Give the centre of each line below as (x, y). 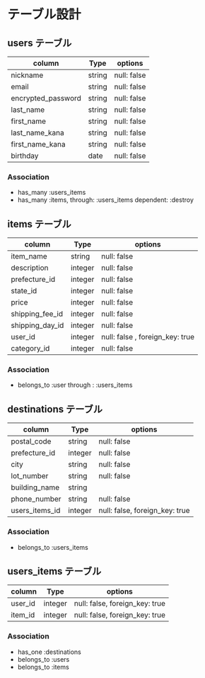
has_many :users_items (52, 193)
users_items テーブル (54, 571)
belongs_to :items (43, 667)
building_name (35, 487)
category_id (30, 349)
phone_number (36, 499)
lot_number (30, 476)
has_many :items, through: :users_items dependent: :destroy (106, 200)
